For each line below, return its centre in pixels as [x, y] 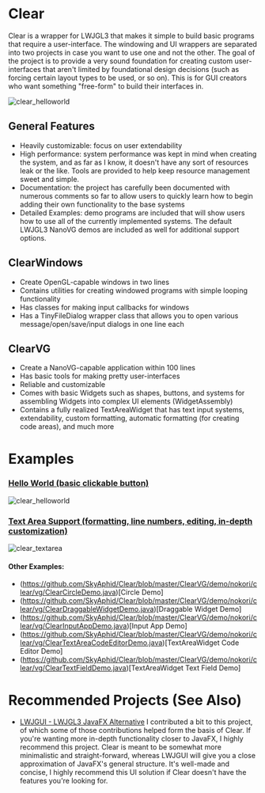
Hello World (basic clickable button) [78, 484]
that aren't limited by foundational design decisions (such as [141, 69]
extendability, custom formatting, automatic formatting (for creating [129, 418]
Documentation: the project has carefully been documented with [125, 188]
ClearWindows [45, 263]
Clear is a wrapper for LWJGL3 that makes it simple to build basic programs [131, 36]
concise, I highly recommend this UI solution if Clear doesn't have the [133, 772]
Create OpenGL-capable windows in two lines [95, 282]
